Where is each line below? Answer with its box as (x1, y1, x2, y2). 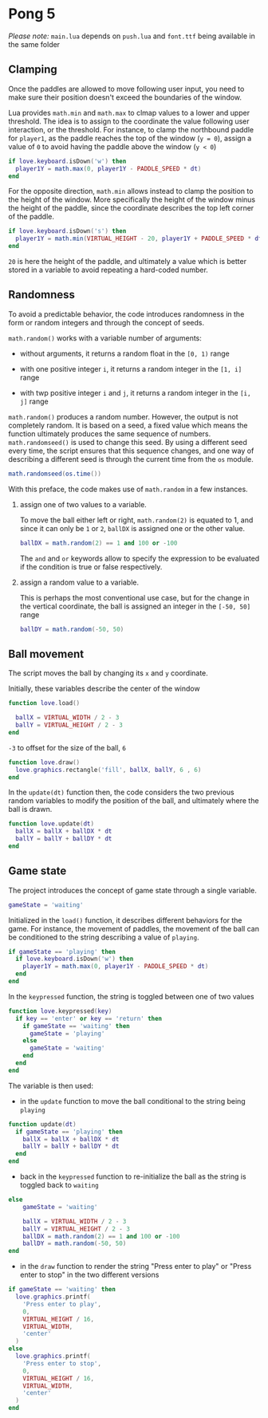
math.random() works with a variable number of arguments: (8, 333, 202, 343)
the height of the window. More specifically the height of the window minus (8, 195, 256, 204)
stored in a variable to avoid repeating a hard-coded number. (8, 265, 209, 274)
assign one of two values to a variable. (19, 499, 148, 509)
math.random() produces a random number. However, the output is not (8, 412, 238, 421)
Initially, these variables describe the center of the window (8, 683, 201, 694)
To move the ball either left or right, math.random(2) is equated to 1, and (19, 515, 254, 525)
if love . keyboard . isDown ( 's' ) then (8, 227, 127, 235)
